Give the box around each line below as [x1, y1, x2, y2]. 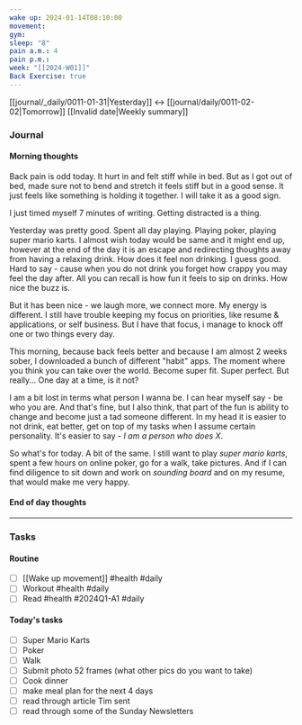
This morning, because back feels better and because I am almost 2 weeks [9, 346, 288, 357]
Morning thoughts [9, 150, 79, 162]
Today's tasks [9, 614, 63, 625]
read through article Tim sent [22, 695, 130, 706]
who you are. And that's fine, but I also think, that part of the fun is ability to [9, 402, 289, 412]
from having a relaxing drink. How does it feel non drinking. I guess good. [9, 253, 281, 264]
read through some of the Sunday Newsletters [22, 706, 194, 717]
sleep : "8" [9, 38, 50, 48]
